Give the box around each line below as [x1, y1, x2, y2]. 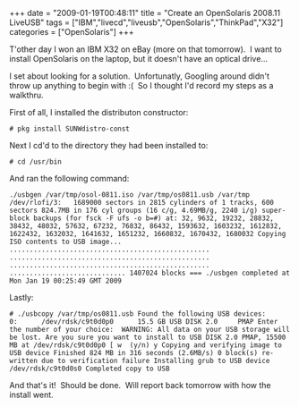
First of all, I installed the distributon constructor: [9, 107, 189, 117]
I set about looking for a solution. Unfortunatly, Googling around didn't [9, 71, 270, 81]
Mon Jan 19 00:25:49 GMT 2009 [9, 276, 123, 285]
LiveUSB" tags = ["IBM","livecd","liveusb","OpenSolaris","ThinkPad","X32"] [9, 17, 284, 28]
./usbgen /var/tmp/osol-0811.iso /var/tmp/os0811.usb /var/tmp [9, 191, 251, 199]
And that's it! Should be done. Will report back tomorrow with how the [9, 380, 271, 390]
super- [261, 206, 286, 215]
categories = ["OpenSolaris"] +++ [9, 27, 134, 37]
